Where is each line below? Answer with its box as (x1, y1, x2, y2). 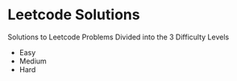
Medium (19, 56, 48, 66)
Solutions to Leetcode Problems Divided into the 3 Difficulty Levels (7, 32, 230, 42)
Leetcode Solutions (7, 6, 140, 24)
